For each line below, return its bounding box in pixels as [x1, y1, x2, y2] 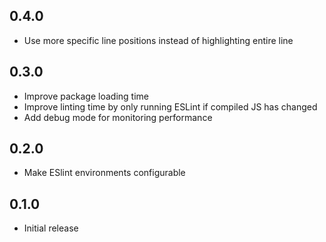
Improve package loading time [23, 90, 149, 102]
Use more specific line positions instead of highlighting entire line [23, 34, 294, 46]
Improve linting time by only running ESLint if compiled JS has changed [23, 100, 318, 113]
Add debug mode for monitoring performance [23, 111, 213, 123]
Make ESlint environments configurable [23, 167, 186, 179]
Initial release [23, 222, 79, 234]
